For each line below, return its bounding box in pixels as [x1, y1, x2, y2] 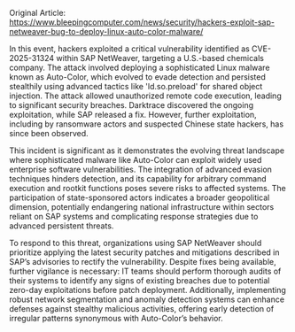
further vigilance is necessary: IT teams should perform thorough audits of [9, 266, 282, 276]
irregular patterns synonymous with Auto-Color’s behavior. [9, 313, 223, 323]
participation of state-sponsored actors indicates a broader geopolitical [9, 192, 270, 203]
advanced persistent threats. [9, 220, 114, 231]
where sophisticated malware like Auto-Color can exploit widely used [9, 155, 262, 165]
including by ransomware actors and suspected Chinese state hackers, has [9, 119, 284, 129]
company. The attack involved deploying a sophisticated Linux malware [9, 62, 270, 73]
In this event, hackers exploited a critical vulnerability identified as [9, 43, 250, 54]
